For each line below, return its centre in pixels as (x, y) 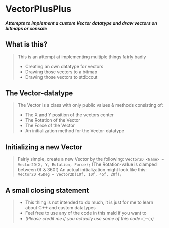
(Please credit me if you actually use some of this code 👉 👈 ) (90, 219)
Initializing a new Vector (44, 147)
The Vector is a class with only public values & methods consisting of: (90, 105)
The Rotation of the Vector (53, 120)
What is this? (26, 44)
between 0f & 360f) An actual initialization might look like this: (82, 170)
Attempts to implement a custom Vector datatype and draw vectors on (81, 23)
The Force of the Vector (50, 126)
